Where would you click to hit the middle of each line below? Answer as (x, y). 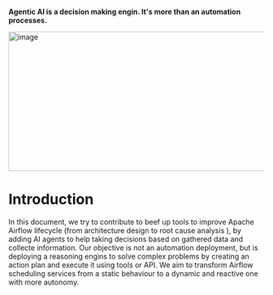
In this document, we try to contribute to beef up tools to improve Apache (131, 221)
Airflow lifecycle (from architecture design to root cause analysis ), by (125, 230)
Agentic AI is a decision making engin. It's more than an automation (125, 12)
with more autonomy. (44, 282)
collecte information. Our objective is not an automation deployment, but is (133, 247)
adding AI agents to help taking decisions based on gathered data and (126, 239)
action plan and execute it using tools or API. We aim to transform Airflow (131, 265)
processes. (28, 20)
